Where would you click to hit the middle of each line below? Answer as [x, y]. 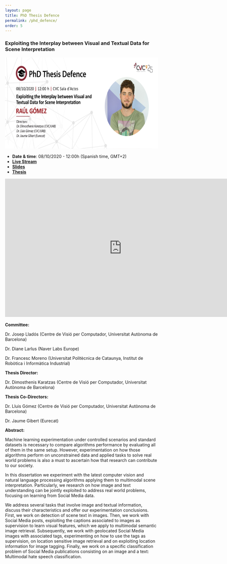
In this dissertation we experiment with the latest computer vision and [74, 475]
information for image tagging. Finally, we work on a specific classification [79, 546]
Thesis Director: [22, 372]
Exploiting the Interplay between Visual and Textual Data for [77, 43]
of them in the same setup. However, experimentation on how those [73, 450]
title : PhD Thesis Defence [32, 15]
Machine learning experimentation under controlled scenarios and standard [81, 440]
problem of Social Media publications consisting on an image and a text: [77, 551]
